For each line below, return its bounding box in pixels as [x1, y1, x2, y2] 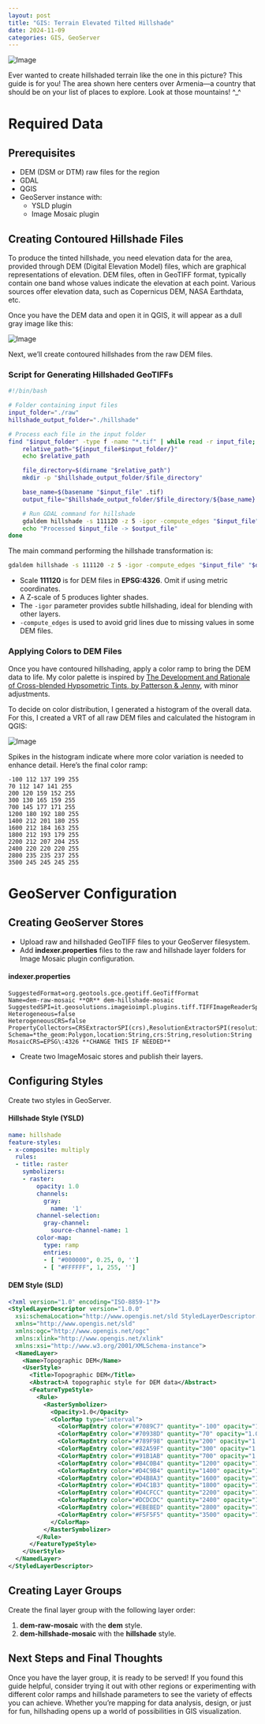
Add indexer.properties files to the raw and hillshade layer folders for [19, 945, 246, 954]
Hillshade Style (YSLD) [8, 1113, 84, 1123]
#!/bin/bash [8, 387, 47, 395]
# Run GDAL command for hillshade [22, 510, 136, 518]
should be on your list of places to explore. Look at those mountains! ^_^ [8, 88, 242, 97]
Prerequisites [8, 146, 76, 160]
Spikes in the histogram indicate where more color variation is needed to [8, 751, 244, 761]
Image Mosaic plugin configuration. [19, 954, 136, 963]
